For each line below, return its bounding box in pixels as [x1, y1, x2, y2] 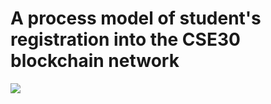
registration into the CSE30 [10, 28, 241, 51]
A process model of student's [10, 7, 262, 30]
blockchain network [10, 50, 180, 72]
